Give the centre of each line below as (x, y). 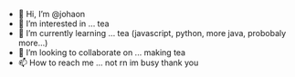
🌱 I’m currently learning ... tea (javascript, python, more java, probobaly (152, 33)
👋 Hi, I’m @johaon (52, 14)
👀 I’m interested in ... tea (63, 24)
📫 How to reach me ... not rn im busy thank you (108, 63)
